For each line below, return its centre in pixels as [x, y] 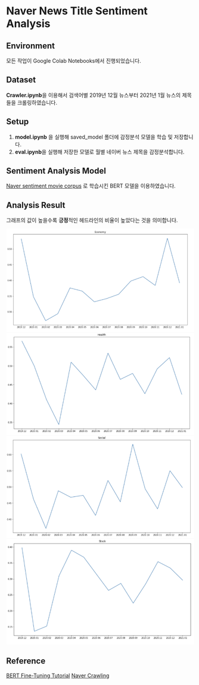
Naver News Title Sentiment [77, 11]
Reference [26, 661]
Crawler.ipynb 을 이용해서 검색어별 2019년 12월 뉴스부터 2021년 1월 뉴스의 [94, 95]
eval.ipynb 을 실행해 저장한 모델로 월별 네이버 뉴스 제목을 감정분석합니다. [99, 152]
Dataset [21, 80]
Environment [31, 46]
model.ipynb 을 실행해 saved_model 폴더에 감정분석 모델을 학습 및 [94, 137]
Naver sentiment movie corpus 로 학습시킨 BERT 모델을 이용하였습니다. [91, 186]
